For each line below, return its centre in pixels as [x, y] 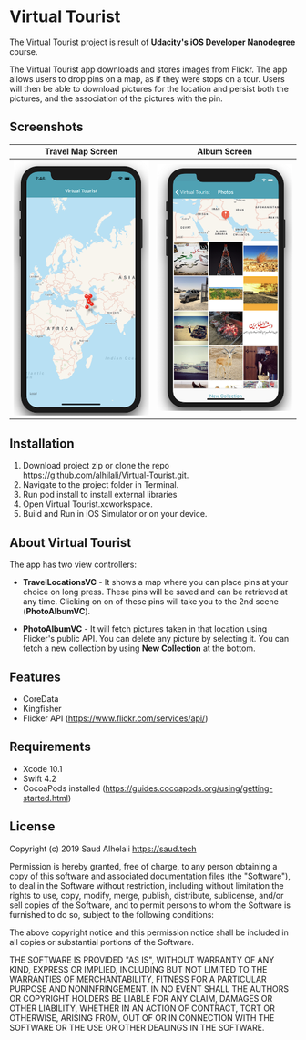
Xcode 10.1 [42, 768]
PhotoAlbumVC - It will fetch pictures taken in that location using [145, 629]
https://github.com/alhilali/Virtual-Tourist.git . [106, 475]
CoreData [41, 698]
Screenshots [46, 127]
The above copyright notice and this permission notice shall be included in [149, 932]
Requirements [50, 747]
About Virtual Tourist [71, 543]
